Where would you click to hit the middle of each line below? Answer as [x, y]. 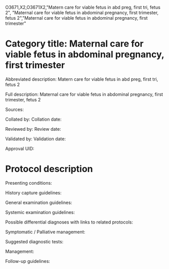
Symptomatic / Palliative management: [45, 232]
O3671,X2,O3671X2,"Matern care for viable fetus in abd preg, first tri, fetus [83, 7]
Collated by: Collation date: [33, 119]
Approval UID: [20, 148]
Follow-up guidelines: [28, 261]
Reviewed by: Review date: [33, 129]
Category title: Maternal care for [74, 44]
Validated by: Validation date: [35, 139]
